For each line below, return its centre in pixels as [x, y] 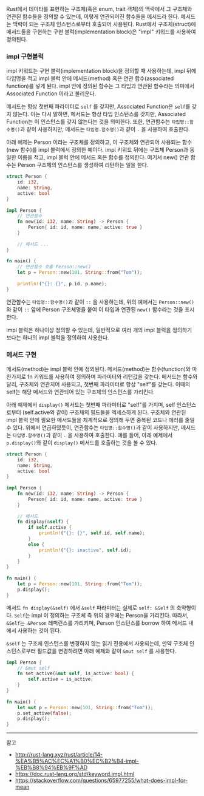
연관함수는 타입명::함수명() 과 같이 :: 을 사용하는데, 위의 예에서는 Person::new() [100, 302]
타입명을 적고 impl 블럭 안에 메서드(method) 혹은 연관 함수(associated [90, 78]
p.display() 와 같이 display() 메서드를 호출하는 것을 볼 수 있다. [82, 443]
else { [36, 544]
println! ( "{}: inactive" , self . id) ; [85, 550]
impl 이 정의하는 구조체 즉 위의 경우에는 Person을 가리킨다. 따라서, [110, 615]
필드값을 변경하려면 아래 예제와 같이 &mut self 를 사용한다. [107, 651]
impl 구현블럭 [25, 56]
